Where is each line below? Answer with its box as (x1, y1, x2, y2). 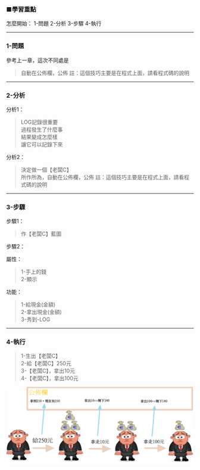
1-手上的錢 (20, 268, 46, 275)
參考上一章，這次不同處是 (6, 57, 69, 64)
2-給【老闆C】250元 (20, 360, 71, 367)
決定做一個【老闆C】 (20, 166, 73, 173)
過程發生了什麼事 (20, 126, 63, 133)
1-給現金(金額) (20, 301, 56, 308)
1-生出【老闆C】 (20, 353, 61, 360)
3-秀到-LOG (20, 316, 51, 323)
